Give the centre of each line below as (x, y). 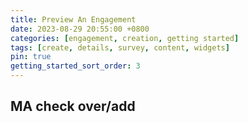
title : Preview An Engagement (73, 19)
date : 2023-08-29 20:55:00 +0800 (80, 29)
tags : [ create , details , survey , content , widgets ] (120, 47)
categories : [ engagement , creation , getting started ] (125, 38)
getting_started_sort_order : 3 (75, 66)
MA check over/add (73, 106)
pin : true (31, 57)
